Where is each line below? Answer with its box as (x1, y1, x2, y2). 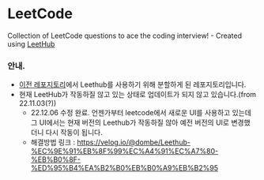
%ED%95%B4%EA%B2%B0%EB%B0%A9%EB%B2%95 (30, 163, 219, 173)
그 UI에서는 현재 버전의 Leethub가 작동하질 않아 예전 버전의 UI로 (30, 118, 230, 127)
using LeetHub (7, 39, 55, 48)
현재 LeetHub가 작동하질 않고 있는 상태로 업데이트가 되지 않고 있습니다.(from (18, 90, 257, 99)
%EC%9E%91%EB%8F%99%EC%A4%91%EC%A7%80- (30, 147, 219, 156)
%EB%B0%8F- (30, 155, 81, 164)
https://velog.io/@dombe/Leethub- (77, 137, 191, 147)
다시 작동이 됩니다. (45, 128, 104, 137)
